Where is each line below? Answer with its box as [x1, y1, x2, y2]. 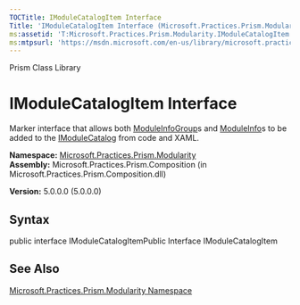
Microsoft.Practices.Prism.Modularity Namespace [9, 284, 193, 295]
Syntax [9, 211, 50, 227]
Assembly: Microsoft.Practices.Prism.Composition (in [9, 160, 207, 170]
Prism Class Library [9, 62, 81, 73]
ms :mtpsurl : [9, 37, 54, 47]
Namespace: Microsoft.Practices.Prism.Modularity [9, 150, 196, 161]
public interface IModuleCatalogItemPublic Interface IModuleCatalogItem [9, 235, 279, 246]
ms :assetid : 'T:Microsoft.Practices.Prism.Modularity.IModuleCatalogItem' [9, 29, 294, 38]
